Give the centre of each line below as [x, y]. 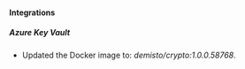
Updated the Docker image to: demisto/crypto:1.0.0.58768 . [129, 55]
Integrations [32, 12]
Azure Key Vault [40, 33]
